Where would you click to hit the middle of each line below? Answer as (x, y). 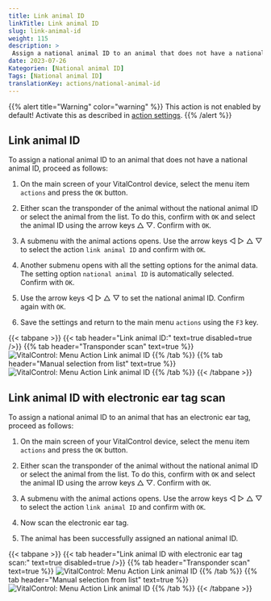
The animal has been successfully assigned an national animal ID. (129, 539)
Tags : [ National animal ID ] (56, 76)
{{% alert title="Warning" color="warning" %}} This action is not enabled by (135, 107)
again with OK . (43, 307)
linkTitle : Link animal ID (54, 23)
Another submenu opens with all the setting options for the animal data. (139, 265)
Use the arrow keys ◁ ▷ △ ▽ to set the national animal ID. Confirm (132, 298)
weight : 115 (28, 38)
